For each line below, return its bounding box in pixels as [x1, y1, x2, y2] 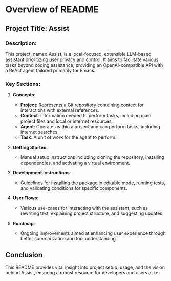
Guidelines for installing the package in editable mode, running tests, [20, 179, 165, 186]
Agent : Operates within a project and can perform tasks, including [20, 124, 160, 130]
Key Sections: [5, 80, 41, 87]
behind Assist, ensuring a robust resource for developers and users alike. [5, 269, 160, 275]
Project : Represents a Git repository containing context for [20, 102, 144, 108]
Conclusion [5, 250, 43, 259]
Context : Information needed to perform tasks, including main [20, 113, 152, 119]
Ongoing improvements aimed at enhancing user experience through [20, 230, 166, 236]
